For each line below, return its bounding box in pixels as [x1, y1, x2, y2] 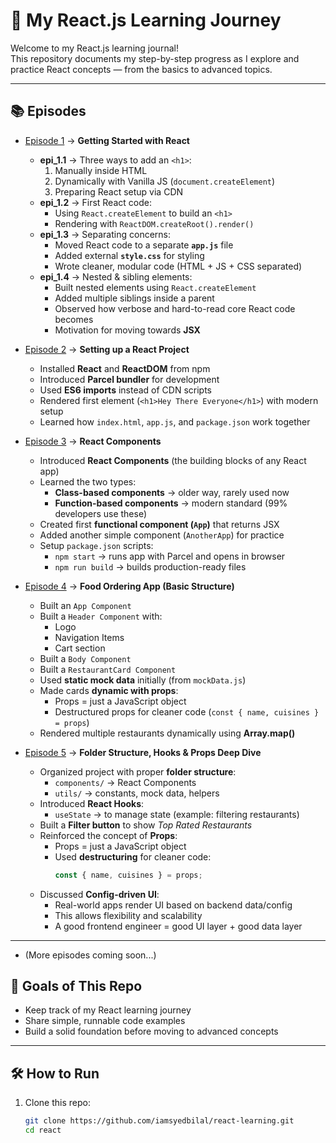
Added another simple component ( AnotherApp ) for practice [39, 529, 285, 541]
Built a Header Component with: [39, 610, 163, 622]
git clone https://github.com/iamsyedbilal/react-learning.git [24, 1116, 295, 1126]
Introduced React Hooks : [39, 797, 145, 809]
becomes [54, 313, 94, 325]
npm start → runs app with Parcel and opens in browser [54, 550, 286, 562]
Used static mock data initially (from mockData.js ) [39, 674, 247, 686]
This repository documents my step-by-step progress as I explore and [10, 52, 300, 64]
